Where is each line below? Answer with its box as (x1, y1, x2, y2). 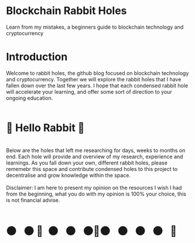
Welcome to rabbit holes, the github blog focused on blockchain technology (6, 69, 189, 77)
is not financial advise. (6, 196, 60, 203)
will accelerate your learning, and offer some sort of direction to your (6, 88, 173, 95)
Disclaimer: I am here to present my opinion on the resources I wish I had (6, 184, 182, 191)
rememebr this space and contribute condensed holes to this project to (6, 165, 178, 172)
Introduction (6, 50, 68, 64)
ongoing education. (6, 94, 53, 101)
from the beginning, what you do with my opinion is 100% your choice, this (6, 190, 186, 197)
